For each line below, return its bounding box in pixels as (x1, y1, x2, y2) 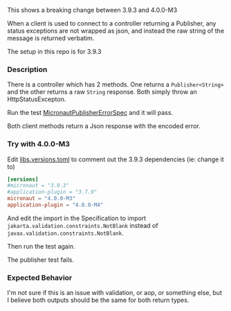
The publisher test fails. (7, 256, 75, 264)
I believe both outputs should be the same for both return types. (7, 296, 190, 304)
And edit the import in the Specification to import (7, 214, 147, 222)
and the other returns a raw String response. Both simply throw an (7, 88, 197, 96)
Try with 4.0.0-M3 (7, 139, 71, 149)
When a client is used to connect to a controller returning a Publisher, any (7, 19, 216, 27)
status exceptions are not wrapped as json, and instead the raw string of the (7, 27, 225, 35)
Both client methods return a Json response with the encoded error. (7, 122, 201, 130)
